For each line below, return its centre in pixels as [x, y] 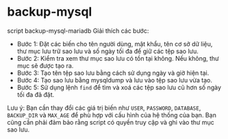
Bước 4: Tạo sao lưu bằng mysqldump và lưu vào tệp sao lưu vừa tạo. [114, 80]
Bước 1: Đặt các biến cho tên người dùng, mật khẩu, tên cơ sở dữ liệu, [115, 44]
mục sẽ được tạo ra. [45, 65]
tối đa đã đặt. [36, 94]
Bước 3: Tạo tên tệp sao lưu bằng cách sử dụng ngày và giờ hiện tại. [113, 73]
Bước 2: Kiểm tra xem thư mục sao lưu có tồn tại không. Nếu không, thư [118, 58]
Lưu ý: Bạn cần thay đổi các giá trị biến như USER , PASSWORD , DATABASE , [104, 108]
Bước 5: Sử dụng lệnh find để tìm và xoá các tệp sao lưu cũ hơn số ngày [119, 87]
